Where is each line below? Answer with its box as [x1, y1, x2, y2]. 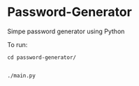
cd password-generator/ [7, 53, 77, 61]
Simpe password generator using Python [7, 27, 125, 35]
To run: [7, 40, 28, 49]
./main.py [7, 72, 36, 79]
